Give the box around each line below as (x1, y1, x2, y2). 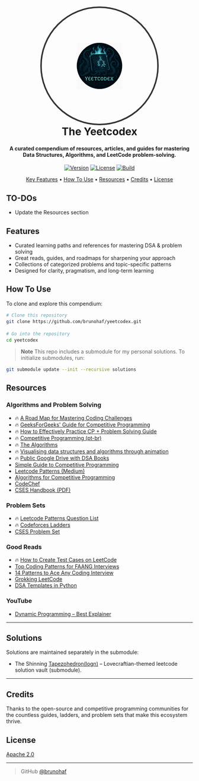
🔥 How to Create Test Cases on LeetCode (14, 556, 117, 564)
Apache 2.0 (6, 751, 34, 758)
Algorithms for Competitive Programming (14, 473, 115, 480)
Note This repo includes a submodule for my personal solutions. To (20, 348, 185, 355)
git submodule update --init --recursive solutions (6, 366, 136, 373)
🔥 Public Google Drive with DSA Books (14, 454, 110, 461)
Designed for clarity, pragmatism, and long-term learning (14, 267, 154, 274)
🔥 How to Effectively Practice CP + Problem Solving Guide (14, 428, 157, 435)
